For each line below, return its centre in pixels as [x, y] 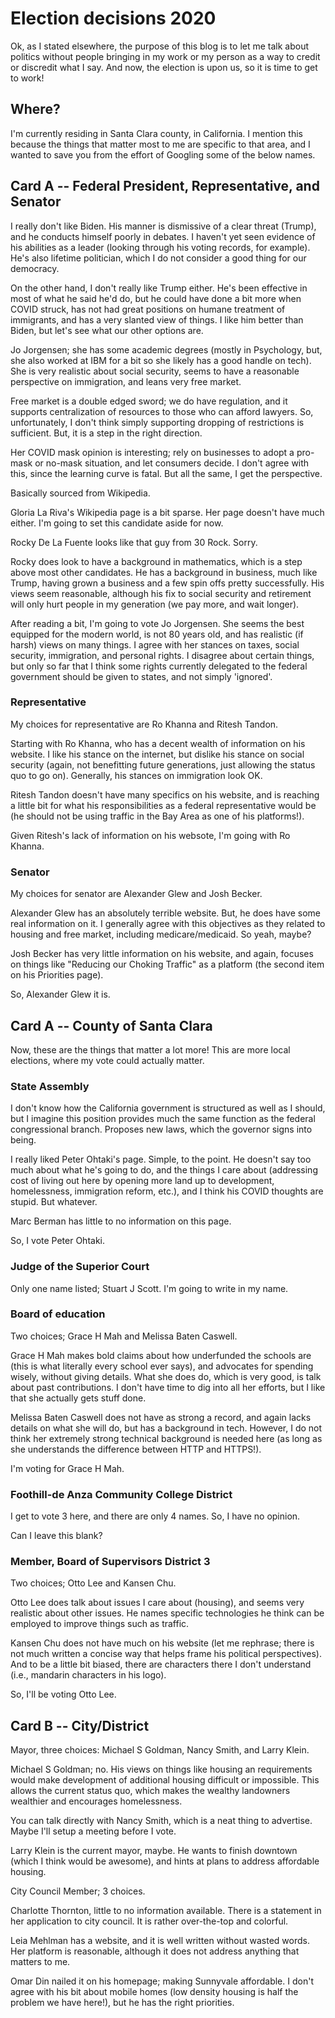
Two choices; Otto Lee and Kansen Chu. [93, 1583]
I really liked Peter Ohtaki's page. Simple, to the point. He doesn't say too [161, 1159]
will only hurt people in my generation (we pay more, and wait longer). [155, 604]
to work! [27, 78]
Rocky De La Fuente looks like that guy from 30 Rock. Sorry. [134, 542]
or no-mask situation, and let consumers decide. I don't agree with [172, 463]
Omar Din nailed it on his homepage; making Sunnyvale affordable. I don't [162, 1981]
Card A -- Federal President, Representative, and [165, 186]
